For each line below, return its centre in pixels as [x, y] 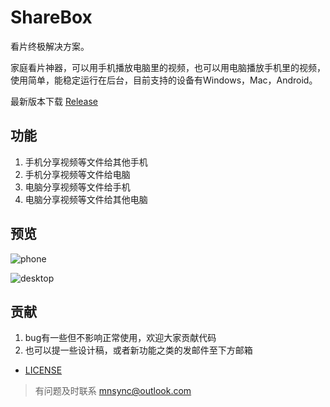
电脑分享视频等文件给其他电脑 [86, 199]
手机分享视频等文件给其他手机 [86, 162]
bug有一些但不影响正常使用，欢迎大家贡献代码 [120, 338]
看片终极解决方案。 [50, 46]
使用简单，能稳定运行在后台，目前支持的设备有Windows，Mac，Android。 [164, 80]
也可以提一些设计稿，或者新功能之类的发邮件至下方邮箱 [138, 350]
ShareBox [51, 17]
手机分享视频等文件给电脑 [77, 174]
